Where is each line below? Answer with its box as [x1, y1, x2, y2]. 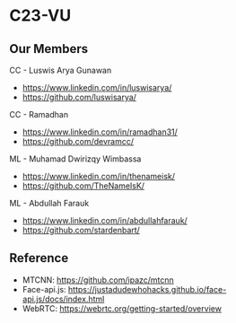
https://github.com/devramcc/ [22, 136, 135, 146]
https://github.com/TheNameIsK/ [22, 180, 145, 191]
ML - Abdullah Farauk [9, 198, 90, 208]
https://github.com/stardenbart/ [22, 225, 141, 235]
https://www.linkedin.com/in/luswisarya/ [22, 83, 172, 92]
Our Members [9, 41, 89, 57]
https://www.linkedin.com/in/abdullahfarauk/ [22, 215, 188, 225]
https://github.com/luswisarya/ [22, 92, 137, 102]
